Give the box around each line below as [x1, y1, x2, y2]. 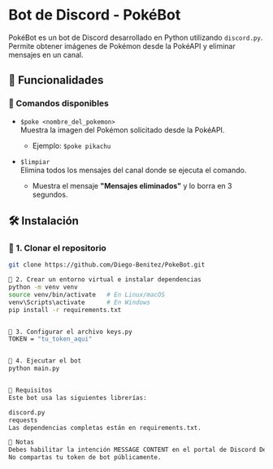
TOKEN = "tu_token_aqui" [8, 335, 93, 343]
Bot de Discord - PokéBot [8, 6, 181, 24]
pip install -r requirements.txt [8, 306, 122, 314]
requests [8, 416, 38, 424]
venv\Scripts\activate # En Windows [8, 298, 151, 306]
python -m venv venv [8, 283, 79, 292]
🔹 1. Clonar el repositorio [8, 242, 107, 254]
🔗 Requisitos [8, 386, 53, 395]
